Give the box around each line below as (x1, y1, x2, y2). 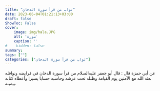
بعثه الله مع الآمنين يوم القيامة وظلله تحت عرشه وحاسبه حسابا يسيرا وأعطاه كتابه (5, 75, 152, 81)
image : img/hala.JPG (14, 30, 56, 35)
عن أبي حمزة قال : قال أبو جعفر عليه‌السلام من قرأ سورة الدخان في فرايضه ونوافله (5, 70, 156, 76)
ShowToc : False (5, 20, 36, 26)
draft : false (5, 16, 32, 21)
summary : (5, 48, 23, 53)
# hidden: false (5, 43, 45, 48)
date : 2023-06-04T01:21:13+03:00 (5, 12, 73, 17)
